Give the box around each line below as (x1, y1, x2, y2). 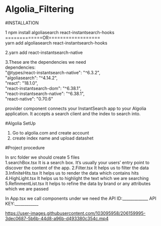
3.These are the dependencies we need (5, 59, 86, 65)
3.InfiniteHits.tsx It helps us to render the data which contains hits (5, 170, 139, 176)
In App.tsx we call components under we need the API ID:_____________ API (5, 195, 157, 201)
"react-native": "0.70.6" (5, 95, 54, 102)
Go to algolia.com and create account (12, 130, 89, 136)
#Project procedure (5, 144, 45, 150)
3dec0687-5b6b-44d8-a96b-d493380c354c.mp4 (5, 215, 109, 221)
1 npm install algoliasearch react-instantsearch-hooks (5, 29, 115, 35)
